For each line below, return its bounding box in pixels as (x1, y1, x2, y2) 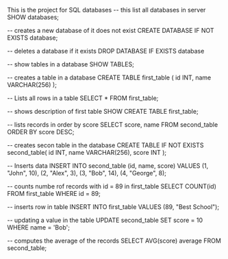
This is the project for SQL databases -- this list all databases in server (7, 6, 206, 14)
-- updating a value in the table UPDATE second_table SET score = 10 (7, 216, 203, 224)
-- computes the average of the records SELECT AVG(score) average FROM (7, 236, 221, 245)
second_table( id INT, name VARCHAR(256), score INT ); (7, 149, 167, 156)
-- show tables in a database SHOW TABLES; (7, 60, 135, 68)
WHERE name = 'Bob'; (7, 223, 71, 232)
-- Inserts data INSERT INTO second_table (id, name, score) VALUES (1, (7, 162, 209, 170)
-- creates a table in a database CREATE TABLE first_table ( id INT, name (7, 73, 212, 82)
